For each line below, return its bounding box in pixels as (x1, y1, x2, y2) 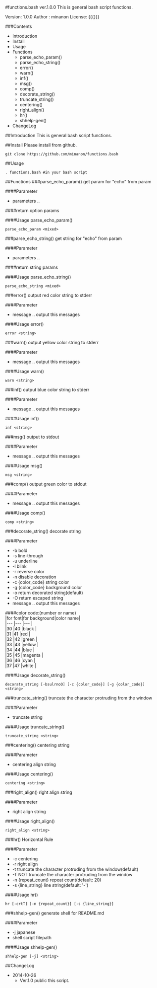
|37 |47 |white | (5, 663, 36, 669)
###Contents (5, 23, 32, 29)
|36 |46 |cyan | (5, 658, 36, 663)
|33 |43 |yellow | (5, 642, 39, 647)
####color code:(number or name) (5, 610, 76, 615)
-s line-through (12, 553, 44, 558)
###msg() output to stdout (5, 434, 59, 440)
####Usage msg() (5, 463, 43, 468)
